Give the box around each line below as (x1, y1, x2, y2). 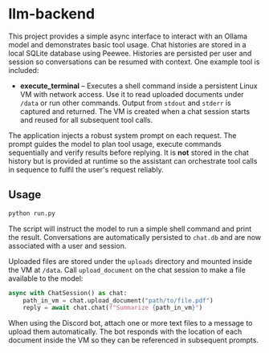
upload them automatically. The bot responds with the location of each (8, 327, 243, 337)
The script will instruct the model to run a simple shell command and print (8, 224, 252, 233)
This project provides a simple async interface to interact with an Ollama (8, 31, 247, 41)
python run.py (8, 209, 56, 217)
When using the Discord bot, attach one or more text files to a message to (8, 319, 253, 328)
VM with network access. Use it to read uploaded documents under (19, 89, 244, 99)
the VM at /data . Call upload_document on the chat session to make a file (8, 265, 247, 274)
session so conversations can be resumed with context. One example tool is (8, 57, 260, 67)
